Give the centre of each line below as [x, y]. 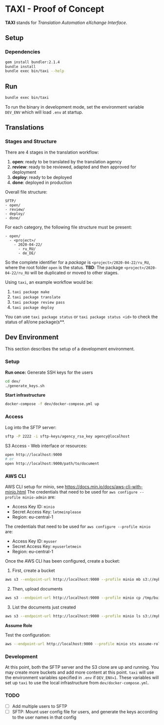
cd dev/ [13, 381]
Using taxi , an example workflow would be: [49, 282]
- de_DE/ [27, 253]
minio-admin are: [39, 497]
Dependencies [23, 52]
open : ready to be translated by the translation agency [67, 161]
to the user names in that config [44, 717]
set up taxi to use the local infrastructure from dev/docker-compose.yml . [77, 683]
